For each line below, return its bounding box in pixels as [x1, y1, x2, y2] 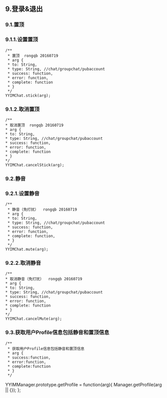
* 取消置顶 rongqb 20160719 [5, 123, 64, 128]
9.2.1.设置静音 [5, 190, 39, 197]
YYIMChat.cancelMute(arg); [5, 316, 62, 322]
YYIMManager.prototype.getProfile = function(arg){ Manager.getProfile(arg [5, 381, 162, 387]
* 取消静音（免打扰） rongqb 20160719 [5, 277, 82, 282]
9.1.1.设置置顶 [5, 36, 38, 43]
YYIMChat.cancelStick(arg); [5, 162, 65, 168]
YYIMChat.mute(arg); [5, 247, 49, 252]
